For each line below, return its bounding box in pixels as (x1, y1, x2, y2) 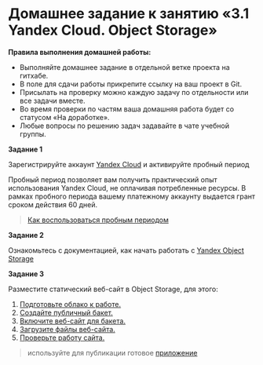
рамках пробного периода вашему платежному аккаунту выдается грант (8, 192, 256, 201)
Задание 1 (8, 144, 43, 154)
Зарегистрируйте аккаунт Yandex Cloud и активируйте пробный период (8, 159, 250, 169)
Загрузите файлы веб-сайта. (19, 324, 115, 334)
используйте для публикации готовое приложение (27, 348, 198, 357)
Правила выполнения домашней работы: (8, 47, 152, 57)
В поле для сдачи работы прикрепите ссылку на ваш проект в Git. (19, 79, 242, 89)
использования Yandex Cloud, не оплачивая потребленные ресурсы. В (8, 183, 247, 192)
